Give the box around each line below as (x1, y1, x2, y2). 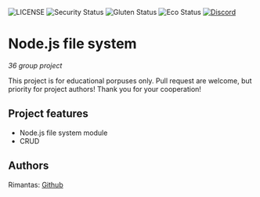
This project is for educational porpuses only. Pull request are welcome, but (8, 75, 252, 86)
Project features (8, 107, 88, 121)
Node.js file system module (19, 128, 108, 137)
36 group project (8, 60, 63, 70)
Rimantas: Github (8, 180, 64, 189)
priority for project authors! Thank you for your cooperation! (8, 84, 202, 93)
